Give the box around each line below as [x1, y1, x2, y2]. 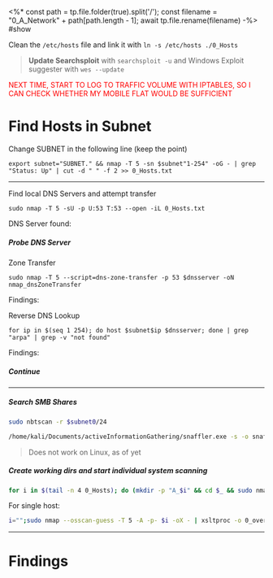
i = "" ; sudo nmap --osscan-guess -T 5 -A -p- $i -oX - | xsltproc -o [8, 516, 242, 525]
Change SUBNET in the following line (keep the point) [8, 144, 188, 154]
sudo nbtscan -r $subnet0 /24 [8, 418, 107, 426]
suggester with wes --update [28, 64, 124, 74]
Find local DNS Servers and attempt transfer [8, 189, 157, 198]
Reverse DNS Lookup [8, 311, 80, 320]
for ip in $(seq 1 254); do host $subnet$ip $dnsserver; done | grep [8, 326, 249, 334]
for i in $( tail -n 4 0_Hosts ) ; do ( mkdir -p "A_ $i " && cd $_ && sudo [8, 486, 253, 494]
